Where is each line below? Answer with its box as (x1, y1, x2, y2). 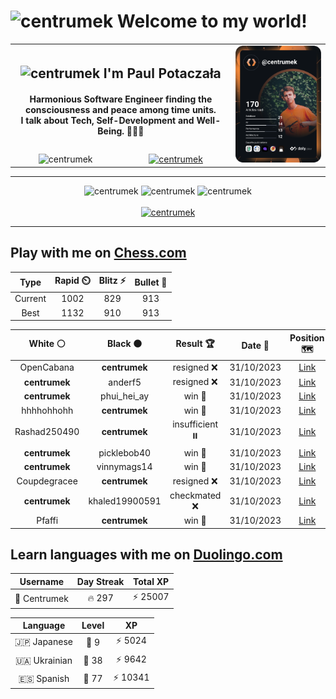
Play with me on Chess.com (10, 245, 187, 262)
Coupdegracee (16, 475, 78, 487)
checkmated (169, 489, 222, 501)
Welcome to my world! (116, 10, 308, 33)
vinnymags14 (96, 461, 153, 473)
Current (14, 293, 47, 305)
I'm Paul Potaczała (103, 65, 222, 82)
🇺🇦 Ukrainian (14, 654, 73, 666)
